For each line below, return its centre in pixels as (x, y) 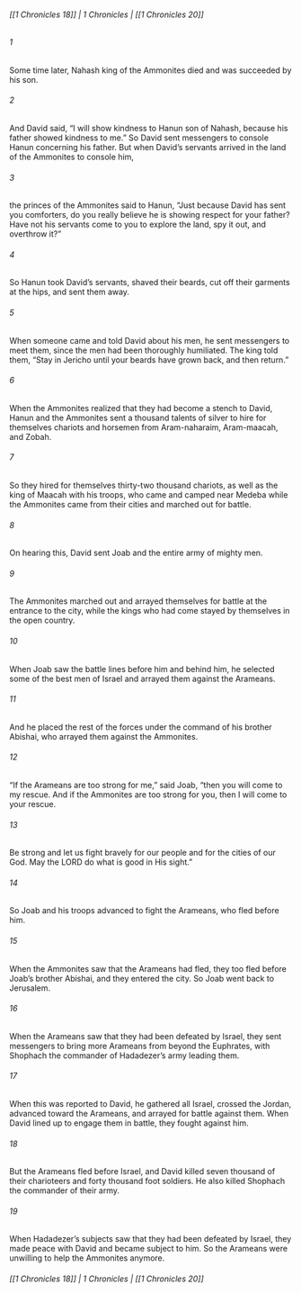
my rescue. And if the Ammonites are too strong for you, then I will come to (148, 795)
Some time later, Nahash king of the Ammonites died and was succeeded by (150, 70)
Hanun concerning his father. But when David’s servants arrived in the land (148, 148)
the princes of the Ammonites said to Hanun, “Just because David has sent (147, 205)
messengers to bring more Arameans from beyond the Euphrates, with (140, 1046)
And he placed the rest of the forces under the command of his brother (141, 727)
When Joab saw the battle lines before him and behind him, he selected (142, 669)
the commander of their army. (64, 1190)
